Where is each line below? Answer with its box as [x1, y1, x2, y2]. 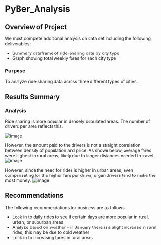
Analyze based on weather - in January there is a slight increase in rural [12, 224, 157, 230]
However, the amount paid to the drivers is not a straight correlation [5, 142, 141, 148]
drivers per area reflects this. [5, 123, 63, 129]
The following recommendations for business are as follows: [5, 204, 126, 210]
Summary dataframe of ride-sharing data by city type [12, 50, 120, 56]
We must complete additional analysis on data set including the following [5, 35, 151, 41]
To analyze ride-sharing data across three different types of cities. [5, 79, 138, 85]
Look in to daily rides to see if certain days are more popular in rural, [12, 214, 149, 220]
